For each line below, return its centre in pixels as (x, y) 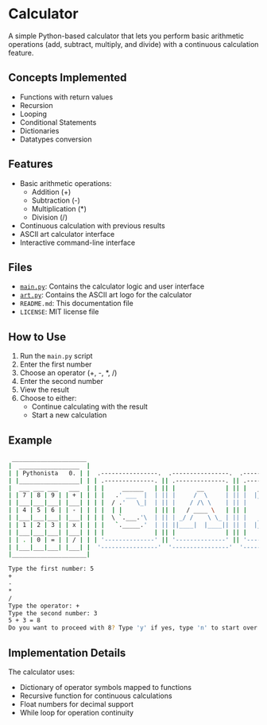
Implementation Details (67, 653)
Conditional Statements (58, 122)
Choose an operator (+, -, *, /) (68, 373)
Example (30, 440)
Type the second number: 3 (53, 613)
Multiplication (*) (59, 208)
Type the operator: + (44, 606)
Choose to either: (48, 398)
